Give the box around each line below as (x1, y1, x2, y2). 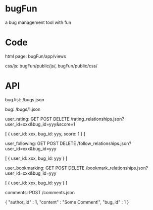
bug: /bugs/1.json (5, 106, 41, 112)
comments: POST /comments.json (5, 189, 75, 195)
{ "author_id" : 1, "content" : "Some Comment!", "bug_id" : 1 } (5, 199, 129, 205)
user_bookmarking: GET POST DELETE (5, 165, 85, 171)
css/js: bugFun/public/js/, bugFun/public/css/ (5, 63, 98, 69)
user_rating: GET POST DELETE (5, 116, 70, 122)
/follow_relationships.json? (77, 140, 132, 146)
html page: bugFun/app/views (5, 53, 66, 59)
